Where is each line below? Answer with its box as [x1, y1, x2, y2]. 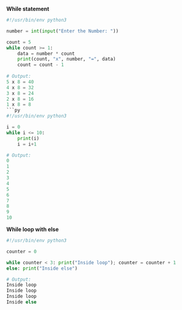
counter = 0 [6, 248, 37, 254]
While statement [6, 6, 49, 12]
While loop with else [6, 226, 59, 233]
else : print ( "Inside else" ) [6, 265, 78, 271]
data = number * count [17, 50, 75, 57]
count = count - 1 [17, 62, 64, 68]
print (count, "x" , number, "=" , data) [17, 56, 116, 62]
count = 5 [6, 39, 32, 45]
